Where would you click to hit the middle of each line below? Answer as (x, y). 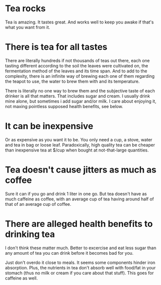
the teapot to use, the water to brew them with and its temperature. (72, 81)
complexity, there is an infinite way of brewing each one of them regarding (80, 76)
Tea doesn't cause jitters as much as (81, 170)
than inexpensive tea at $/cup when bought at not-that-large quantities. (77, 150)
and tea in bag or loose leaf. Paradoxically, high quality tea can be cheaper (80, 145)
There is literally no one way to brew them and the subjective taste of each (80, 90)
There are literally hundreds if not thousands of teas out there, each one (77, 60)
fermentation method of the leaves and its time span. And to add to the (76, 71)
